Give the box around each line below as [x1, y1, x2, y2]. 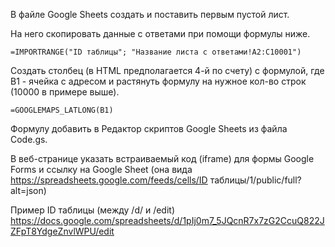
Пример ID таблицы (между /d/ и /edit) [10, 204, 176, 216]
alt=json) [10, 185, 47, 196]
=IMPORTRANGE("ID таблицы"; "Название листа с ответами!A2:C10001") [10, 47, 302, 57]
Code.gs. [10, 134, 48, 145]
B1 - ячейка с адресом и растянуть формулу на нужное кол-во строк [10, 75, 307, 87]
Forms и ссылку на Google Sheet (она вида [10, 164, 193, 175]
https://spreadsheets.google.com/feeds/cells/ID [10, 174, 208, 186]
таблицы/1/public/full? [209, 174, 302, 186]
